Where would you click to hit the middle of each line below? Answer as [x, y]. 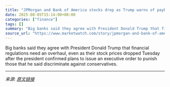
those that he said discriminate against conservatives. [61, 64]
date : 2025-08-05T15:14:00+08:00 [40, 15]
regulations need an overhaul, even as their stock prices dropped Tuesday [83, 53]
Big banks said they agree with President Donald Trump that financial [77, 48]
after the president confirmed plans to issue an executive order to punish [81, 58]
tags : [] [14, 24]
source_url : [18, 33]
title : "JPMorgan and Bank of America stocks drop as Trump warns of [80, 10]
